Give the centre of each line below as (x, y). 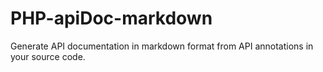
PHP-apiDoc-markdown (111, 18)
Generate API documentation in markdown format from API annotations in (162, 46)
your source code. (48, 56)
